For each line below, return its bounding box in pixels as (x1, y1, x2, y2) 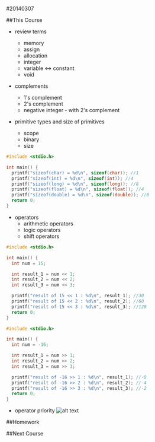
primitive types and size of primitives (14, 118, 105, 125)
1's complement (23, 94, 62, 101)
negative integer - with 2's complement (23, 107, 120, 113)
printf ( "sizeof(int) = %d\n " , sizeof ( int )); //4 (11, 175, 134, 182)
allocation (23, 52, 48, 59)
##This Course (6, 17, 43, 23)
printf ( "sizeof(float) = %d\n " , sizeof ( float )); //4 (11, 186, 144, 192)
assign (23, 46, 40, 53)
